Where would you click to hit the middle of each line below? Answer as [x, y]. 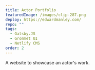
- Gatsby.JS [23, 34]
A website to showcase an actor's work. [47, 62]
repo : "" [15, 24]
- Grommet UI [24, 39]
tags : [11, 29]
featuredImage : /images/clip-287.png [46, 15]
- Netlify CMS [25, 43]
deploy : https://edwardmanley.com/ [43, 19]
